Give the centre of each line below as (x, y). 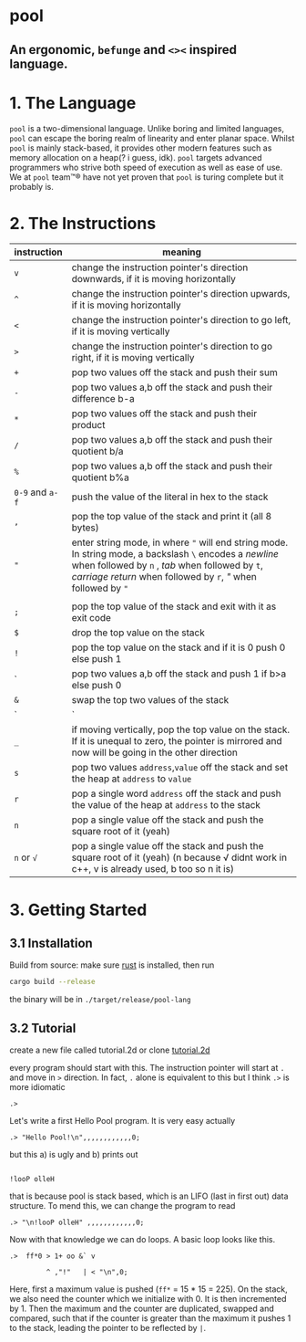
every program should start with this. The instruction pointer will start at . (147, 1068)
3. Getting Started (78, 910)
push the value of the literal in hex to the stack (170, 497)
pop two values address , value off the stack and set (180, 768)
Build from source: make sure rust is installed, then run (112, 965)
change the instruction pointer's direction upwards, (181, 294)
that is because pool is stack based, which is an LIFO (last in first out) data (149, 1196)
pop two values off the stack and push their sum (174, 372)
